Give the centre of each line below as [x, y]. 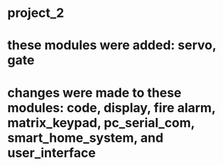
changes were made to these [94, 93]
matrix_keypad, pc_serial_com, [101, 123]
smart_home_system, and [86, 137]
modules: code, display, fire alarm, [111, 108]
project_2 [36, 13]
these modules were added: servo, [112, 46]
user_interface [51, 153]
